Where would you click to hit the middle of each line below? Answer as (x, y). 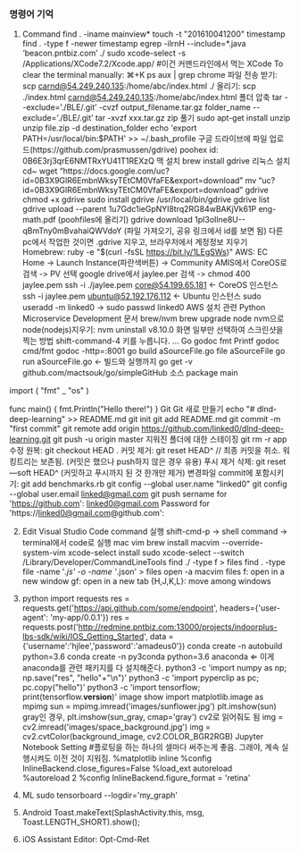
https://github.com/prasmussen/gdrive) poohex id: (125, 150)
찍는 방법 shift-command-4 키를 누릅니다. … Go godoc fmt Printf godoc (150, 341)
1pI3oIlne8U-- (220, 220)
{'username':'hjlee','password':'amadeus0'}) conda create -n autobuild (152, 646)
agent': (35, 618)
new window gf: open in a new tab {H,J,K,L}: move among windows (147, 581)
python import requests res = (76, 599)
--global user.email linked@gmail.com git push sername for (118, 494)
